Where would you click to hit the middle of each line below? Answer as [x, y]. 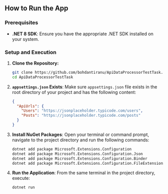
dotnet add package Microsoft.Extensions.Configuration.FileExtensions [89, 163]
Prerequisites [21, 23]
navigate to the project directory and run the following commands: [80, 140]
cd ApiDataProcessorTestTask [43, 77]
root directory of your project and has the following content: [74, 92]
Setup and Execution [30, 52]
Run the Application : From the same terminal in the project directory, [83, 173]
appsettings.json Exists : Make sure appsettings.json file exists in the [85, 87]
